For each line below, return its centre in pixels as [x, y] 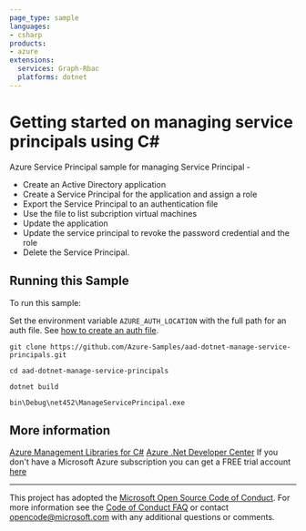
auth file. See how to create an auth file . [84, 330]
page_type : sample [44, 18]
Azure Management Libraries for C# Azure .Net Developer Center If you [144, 453]
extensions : [32, 60]
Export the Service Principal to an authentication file [120, 204]
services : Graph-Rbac [59, 69]
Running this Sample [69, 281]
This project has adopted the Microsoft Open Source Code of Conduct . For [150, 498]
